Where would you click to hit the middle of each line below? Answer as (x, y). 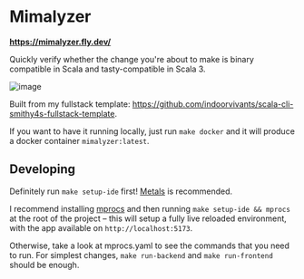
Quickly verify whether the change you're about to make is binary (132, 59)
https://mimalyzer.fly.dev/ (60, 42)
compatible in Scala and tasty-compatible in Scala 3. (108, 69)
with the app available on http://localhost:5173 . (101, 227)
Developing (42, 169)
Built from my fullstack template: (70, 104)
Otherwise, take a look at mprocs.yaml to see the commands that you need (150, 245)
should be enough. (44, 265)
